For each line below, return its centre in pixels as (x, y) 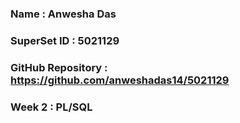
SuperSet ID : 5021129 (65, 40)
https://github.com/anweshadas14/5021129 (120, 80)
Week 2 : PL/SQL (51, 107)
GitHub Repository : (59, 67)
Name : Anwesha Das (63, 14)
